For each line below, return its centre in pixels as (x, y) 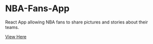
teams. (12, 27)
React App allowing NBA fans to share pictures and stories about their (76, 22)
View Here (16, 37)
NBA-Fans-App (37, 9)
